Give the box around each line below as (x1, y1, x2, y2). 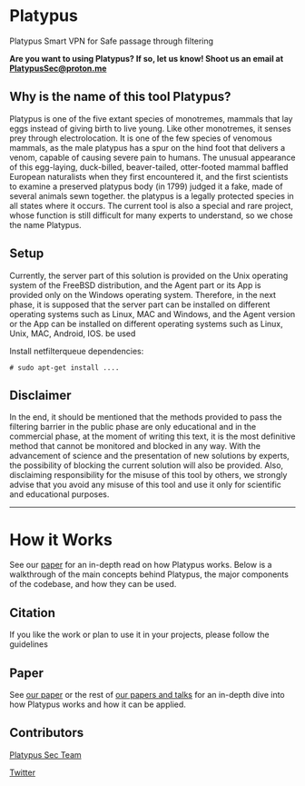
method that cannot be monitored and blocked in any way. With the (9, 441, 261, 452)
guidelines (9, 639, 48, 650)
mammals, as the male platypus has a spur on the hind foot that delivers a (9, 142, 286, 153)
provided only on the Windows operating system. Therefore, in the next (9, 289, 277, 300)
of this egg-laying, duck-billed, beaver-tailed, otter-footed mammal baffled (9, 161, 289, 173)
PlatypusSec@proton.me (9, 63, 107, 74)
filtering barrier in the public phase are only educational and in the (9, 422, 257, 433)
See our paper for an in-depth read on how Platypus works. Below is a (9, 560, 272, 571)
